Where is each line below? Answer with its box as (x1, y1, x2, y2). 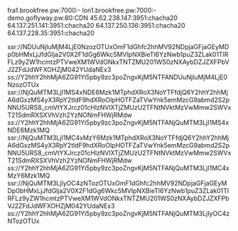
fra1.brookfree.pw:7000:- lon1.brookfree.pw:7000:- (7, 6, 156, 14)
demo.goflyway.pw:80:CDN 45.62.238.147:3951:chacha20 (7, 14, 178, 22)
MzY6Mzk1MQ (7, 171, 50, 180)
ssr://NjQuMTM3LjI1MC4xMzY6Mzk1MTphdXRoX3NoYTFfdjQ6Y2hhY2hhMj (7, 133, 229, 142)
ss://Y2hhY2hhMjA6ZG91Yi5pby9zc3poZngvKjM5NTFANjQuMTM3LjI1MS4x (7, 118, 229, 127)
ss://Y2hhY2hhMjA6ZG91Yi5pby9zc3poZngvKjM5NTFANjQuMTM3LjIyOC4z (7, 210, 230, 217)
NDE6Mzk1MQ (7, 126, 50, 134)
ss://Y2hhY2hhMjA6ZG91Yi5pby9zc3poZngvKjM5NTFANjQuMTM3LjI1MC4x (7, 164, 229, 172)
